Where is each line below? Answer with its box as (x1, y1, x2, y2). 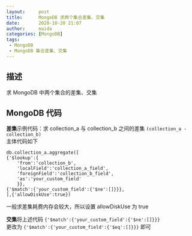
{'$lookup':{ (6, 155, 39, 161)
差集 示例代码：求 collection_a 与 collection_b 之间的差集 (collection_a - (6, 125, 187, 132)
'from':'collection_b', (17, 160, 77, 166)
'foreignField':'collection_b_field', (17, 171, 114, 177)
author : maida (6, 25, 52, 32)
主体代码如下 (6, 138, 38, 145)
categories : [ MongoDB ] (6, 31, 63, 37)
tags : (6, 37, 20, 43)
